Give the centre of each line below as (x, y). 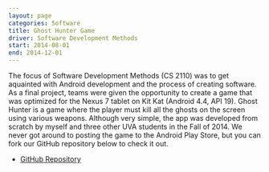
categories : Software (45, 23)
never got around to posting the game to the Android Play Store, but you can (134, 135)
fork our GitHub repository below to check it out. (88, 144)
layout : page (30, 16)
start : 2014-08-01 (39, 46)
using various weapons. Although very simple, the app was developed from (133, 118)
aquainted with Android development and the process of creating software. (132, 84)
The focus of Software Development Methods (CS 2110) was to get (119, 76)
